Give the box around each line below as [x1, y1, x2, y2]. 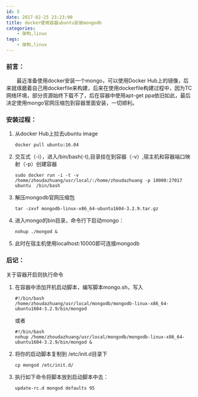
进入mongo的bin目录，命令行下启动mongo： [14, 217, 124, 224]
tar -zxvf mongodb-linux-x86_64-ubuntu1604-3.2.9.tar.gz [14, 206, 159, 212]
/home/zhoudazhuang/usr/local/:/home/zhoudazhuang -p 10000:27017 [14, 177, 183, 184]
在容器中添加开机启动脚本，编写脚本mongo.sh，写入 [14, 283, 143, 291]
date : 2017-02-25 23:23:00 [6, 14, 73, 20]
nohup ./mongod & [14, 229, 58, 235]
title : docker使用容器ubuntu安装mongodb [6, 20, 102, 26]
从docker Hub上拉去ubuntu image [14, 130, 98, 137]
